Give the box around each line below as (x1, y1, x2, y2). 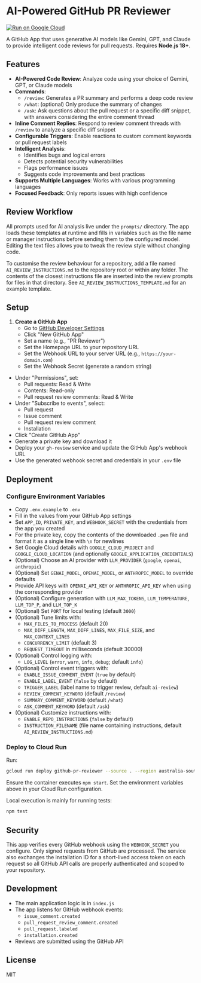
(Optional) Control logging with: (14, 652, 93, 659)
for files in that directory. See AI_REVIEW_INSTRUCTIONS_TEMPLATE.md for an (6, 279, 187, 286)
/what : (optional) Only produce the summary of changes (23, 100, 162, 108)
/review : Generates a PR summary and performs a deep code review (23, 94, 193, 101)
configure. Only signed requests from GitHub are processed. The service (6, 847, 187, 854)
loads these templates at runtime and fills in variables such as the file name (6, 229, 191, 236)
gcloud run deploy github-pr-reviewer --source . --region (6, 768, 157, 774)
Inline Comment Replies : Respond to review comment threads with (14, 120, 181, 127)
